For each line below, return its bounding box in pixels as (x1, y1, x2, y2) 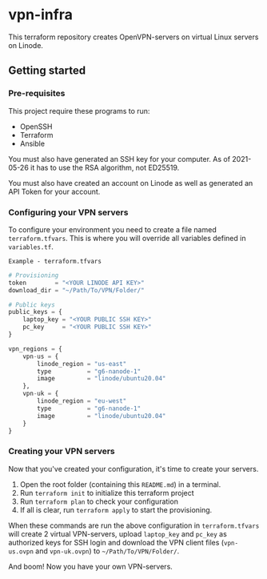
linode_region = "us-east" (37, 360, 127, 368)
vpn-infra (8, 6, 74, 24)
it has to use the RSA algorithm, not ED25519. (30, 163, 180, 172)
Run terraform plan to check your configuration (19, 497, 178, 506)
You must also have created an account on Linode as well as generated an (8, 178, 253, 187)
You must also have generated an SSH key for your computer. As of (8, 154, 230, 163)
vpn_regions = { (8, 344, 62, 353)
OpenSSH (19, 122, 53, 131)
